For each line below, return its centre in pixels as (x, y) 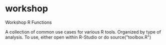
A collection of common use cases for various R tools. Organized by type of (83, 32)
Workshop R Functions (28, 22)
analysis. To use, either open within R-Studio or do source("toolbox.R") (78, 37)
